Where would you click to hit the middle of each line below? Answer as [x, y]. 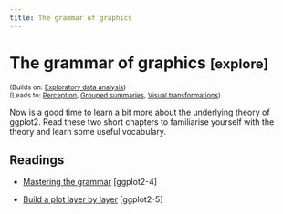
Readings [37, 160]
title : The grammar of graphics [71, 18]
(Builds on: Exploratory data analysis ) [68, 87]
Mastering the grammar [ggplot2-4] [90, 182]
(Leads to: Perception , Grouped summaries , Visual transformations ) [115, 95]
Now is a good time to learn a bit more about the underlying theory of [140, 112]
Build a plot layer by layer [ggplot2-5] [93, 199]
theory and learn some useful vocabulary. [88, 131]
